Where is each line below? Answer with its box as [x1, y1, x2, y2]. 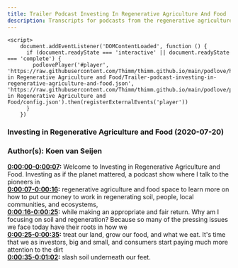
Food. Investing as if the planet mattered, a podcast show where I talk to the [7, 169, 229, 178]
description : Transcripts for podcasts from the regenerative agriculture [7, 17, 233, 24]
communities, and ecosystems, [7, 200, 98, 208]
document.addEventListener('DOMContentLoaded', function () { [20, 43, 208, 50]
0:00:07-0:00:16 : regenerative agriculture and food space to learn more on [7, 185, 229, 194]
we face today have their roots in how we [7, 223, 127, 231]
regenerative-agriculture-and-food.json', [7, 79, 135, 87]
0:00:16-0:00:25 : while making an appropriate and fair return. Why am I [7, 207, 220, 216]
